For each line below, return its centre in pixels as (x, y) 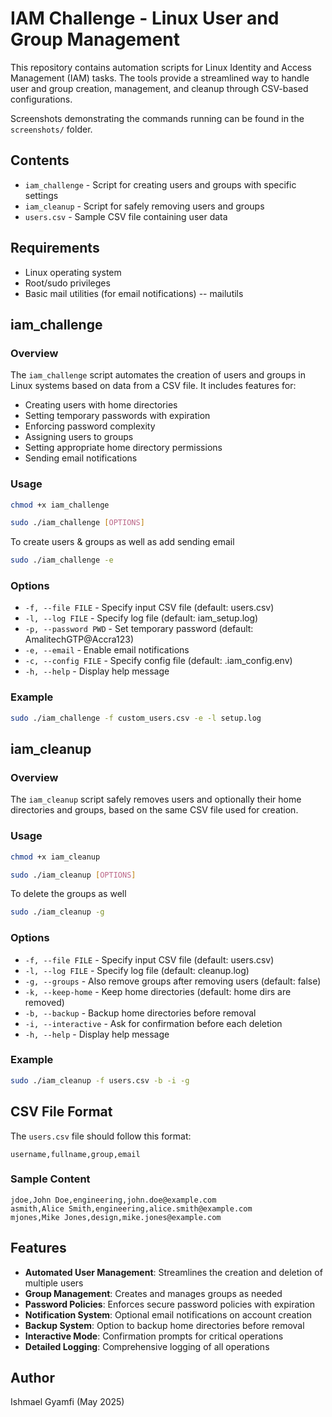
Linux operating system (73, 272)
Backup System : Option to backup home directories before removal (164, 1325)
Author (32, 1378)
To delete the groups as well (68, 894)
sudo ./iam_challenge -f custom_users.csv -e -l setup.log (136, 718)
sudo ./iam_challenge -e (62, 560)
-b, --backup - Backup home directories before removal (140, 1013)
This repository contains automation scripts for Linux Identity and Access (161, 67)
